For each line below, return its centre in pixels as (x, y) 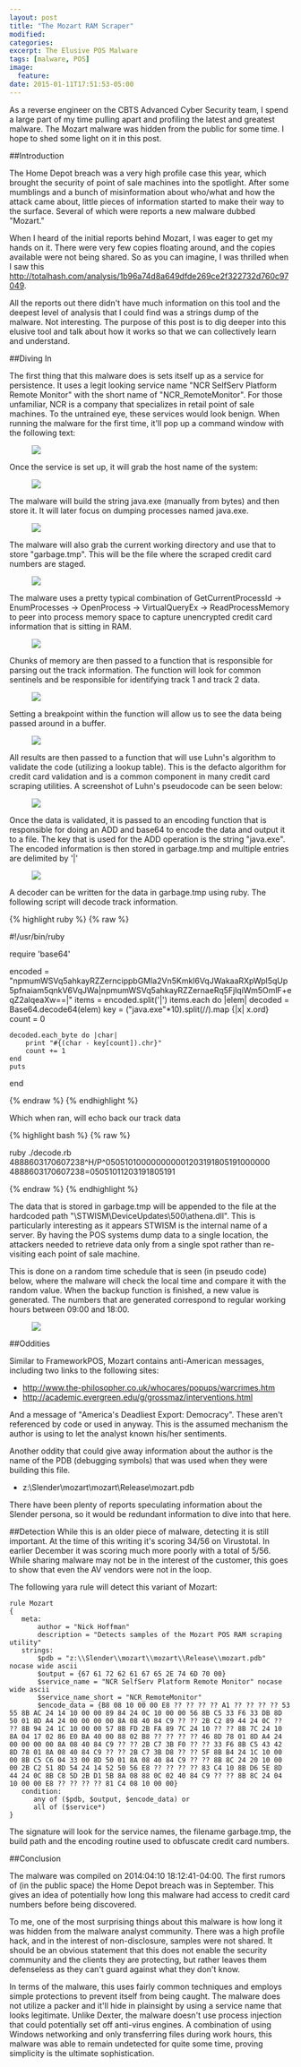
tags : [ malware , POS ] (50, 59)
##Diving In (30, 358)
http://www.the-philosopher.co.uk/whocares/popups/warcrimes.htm (149, 1387)
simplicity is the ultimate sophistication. (82, 2053)
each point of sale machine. (89, 1254)
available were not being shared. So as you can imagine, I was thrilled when (149, 257)
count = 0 (27, 1018)
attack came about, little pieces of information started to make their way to (147, 202)
